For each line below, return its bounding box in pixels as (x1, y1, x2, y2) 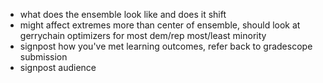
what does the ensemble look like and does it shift (19, 9, 227, 20)
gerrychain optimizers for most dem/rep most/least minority (19, 30, 267, 41)
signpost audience (19, 62, 97, 73)
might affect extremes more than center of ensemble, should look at (19, 19, 301, 31)
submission (19, 51, 68, 63)
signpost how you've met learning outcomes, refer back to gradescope (19, 40, 313, 52)
